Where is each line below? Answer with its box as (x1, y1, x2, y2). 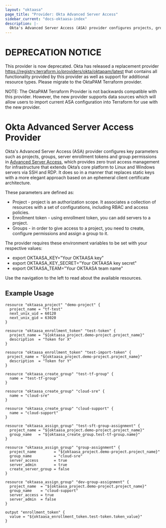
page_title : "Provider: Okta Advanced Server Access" (5, 12, 119, 17)
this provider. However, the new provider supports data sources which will (5, 94, 156, 100)
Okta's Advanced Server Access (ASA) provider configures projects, (9, 26, 154, 31)
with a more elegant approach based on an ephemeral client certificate (5, 175, 150, 180)
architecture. (5, 180, 31, 186)
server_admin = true (9, 462, 68, 467)
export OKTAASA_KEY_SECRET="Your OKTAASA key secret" (12, 260, 137, 266)
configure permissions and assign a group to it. (12, 231, 109, 236)
